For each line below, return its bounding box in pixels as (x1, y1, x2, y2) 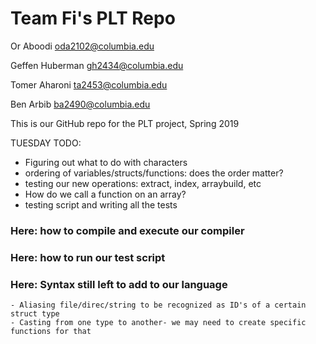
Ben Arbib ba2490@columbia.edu (10, 98, 151, 110)
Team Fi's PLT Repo (10, 7, 176, 30)
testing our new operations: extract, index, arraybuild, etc (24, 177, 262, 189)
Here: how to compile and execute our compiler (10, 223, 245, 237)
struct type (10, 309, 60, 319)
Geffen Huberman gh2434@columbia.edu (10, 59, 184, 71)
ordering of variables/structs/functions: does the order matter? (24, 167, 284, 179)
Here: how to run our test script (10, 250, 166, 264)
